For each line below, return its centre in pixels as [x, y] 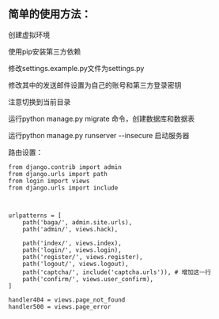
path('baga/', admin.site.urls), [77, 222]
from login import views [49, 181]
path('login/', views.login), [72, 250]
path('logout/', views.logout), [76, 264]
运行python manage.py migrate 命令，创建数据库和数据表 [102, 118]
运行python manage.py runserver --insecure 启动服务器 [99, 135]
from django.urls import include [63, 188]
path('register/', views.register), [83, 257]
